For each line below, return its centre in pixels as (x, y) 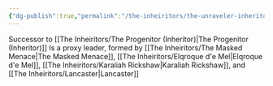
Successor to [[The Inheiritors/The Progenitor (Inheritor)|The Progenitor (129, 39)
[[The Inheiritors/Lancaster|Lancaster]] (74, 73)
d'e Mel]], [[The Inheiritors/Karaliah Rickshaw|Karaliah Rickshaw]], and (127, 65)
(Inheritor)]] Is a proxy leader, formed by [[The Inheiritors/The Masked (126, 47)
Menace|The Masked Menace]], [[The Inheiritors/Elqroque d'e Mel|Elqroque (136, 56)
